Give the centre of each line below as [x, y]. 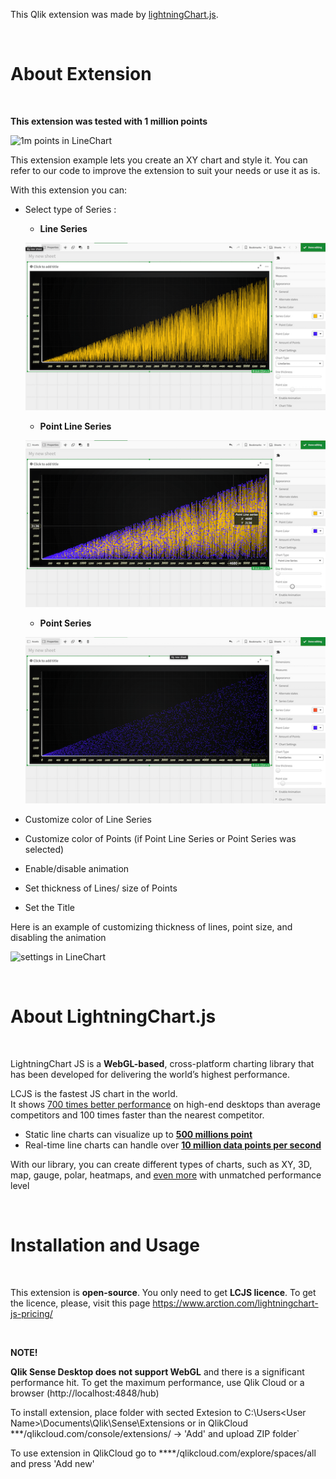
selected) [44, 849]
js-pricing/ [31, 1313]
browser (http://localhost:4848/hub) [85, 1393]
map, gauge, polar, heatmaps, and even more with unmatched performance [166, 1175]
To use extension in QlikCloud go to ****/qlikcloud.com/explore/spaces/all [163, 1453]
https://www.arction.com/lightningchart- [235, 1303]
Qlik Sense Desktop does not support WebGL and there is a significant [157, 1371]
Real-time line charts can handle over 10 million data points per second [173, 1145]
